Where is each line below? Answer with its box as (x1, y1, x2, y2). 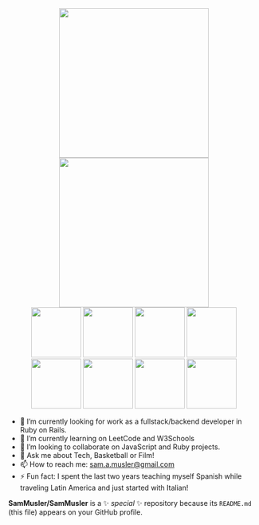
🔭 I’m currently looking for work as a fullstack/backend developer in (19, 416, 242, 426)
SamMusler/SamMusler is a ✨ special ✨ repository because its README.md (8, 499, 252, 507)
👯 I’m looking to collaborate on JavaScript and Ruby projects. (19, 442, 221, 452)
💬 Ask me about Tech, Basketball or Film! (19, 451, 155, 460)
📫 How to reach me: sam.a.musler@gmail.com (19, 460, 175, 469)
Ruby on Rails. (19, 425, 67, 434)
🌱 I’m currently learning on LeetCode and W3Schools (19, 434, 195, 443)
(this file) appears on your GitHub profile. (8, 507, 143, 517)
